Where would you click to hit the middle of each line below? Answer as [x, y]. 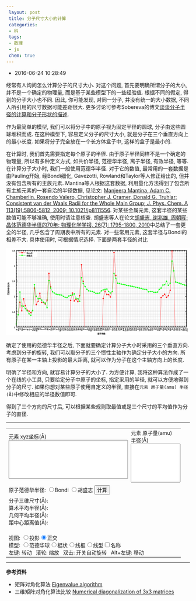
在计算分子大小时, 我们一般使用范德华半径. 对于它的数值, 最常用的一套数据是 [97, 168]
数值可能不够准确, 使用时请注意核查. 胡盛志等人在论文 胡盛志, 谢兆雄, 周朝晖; [97, 217]
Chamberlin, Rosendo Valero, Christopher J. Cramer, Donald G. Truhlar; [92, 197]
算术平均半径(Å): [28, 508]
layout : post [24, 12]
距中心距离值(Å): [28, 522]
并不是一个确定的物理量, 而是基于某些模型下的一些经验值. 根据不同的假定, [94, 92]
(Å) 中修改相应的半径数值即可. [41, 394]
